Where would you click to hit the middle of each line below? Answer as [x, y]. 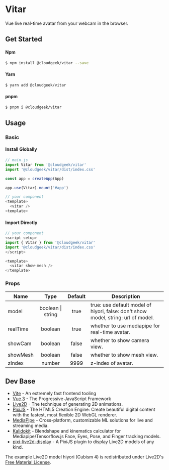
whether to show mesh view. [124, 355]
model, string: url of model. [122, 318]
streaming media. [30, 425]
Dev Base [20, 381]
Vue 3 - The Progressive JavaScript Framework [62, 399]
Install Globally [21, 149]
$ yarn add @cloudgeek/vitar [36, 85]
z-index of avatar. [112, 363]
